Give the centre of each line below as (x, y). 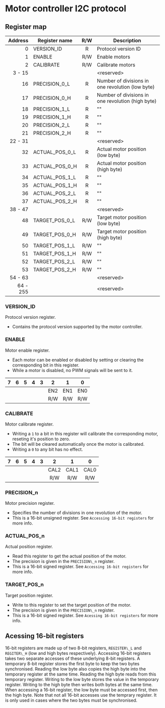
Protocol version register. (30, 317)
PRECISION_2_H (52, 133)
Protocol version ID (119, 49)
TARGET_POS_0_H (55, 234)
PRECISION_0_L (52, 84)
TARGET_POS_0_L (54, 220)
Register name (55, 41)
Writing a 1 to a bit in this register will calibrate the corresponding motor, (85, 433)
